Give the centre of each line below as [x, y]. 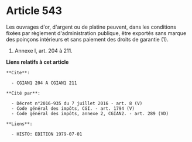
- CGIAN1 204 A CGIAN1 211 [44, 83]
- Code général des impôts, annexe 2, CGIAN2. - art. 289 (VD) [90, 113]
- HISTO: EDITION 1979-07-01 [47, 134]
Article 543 [34, 11]
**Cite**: [18, 72]
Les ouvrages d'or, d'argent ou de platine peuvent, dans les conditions [91, 27]
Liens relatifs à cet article [37, 62]
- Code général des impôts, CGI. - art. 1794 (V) [73, 108]
